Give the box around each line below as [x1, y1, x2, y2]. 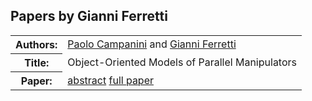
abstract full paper [67, 73, 155, 87]
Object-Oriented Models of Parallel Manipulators [67, 55, 297, 69]
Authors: [15, 37, 58, 51]
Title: [24, 55, 50, 69]
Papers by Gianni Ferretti [10, 8, 168, 25]
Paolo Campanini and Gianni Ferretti [67, 37, 237, 51]
